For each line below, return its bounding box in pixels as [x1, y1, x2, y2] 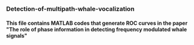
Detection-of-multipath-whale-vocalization [6, 5, 135, 13]
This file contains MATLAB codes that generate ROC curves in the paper [6, 20, 188, 27]
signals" [6, 32, 28, 39]
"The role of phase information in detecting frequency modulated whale [6, 25, 187, 33]
